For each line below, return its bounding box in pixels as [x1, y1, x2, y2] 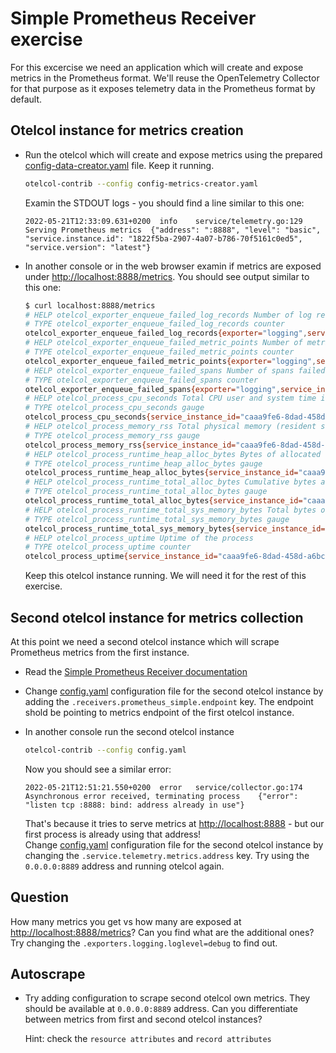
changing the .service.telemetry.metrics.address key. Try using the [24, 849, 310, 861]
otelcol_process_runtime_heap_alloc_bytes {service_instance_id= [24, 468, 299, 478]
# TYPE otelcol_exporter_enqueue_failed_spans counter [24, 375, 259, 385]
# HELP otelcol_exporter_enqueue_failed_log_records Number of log [24, 310, 312, 320]
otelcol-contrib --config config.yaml [24, 745, 187, 755]
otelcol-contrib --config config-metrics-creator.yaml [24, 178, 259, 189]
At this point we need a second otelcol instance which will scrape [10, 635, 280, 647]
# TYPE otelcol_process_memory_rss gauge [24, 430, 200, 441]
